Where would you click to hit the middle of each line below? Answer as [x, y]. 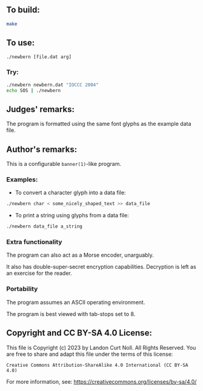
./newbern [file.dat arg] [39, 57]
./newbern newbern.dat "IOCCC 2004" [52, 85]
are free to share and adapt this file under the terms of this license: [90, 354]
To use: [21, 43]
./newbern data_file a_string [45, 226]
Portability [22, 289]
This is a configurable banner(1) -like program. [64, 164]
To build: [23, 10]
